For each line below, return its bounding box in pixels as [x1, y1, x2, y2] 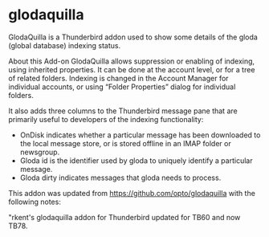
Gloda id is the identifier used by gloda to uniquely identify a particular [19, 155, 253, 165]
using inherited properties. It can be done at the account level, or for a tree [8, 64, 255, 74]
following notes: [8, 197, 62, 206]
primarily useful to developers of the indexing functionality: [8, 114, 204, 124]
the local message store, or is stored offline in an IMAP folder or [19, 138, 231, 148]
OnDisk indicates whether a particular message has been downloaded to [19, 130, 261, 140]
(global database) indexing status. [8, 40, 121, 50]
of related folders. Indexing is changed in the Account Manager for [8, 73, 229, 83]
